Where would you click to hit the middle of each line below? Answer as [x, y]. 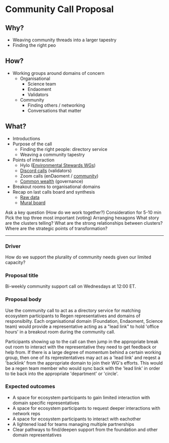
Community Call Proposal [60, 9]
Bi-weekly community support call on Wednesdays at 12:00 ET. [71, 286]
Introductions [26, 138]
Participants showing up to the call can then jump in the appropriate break [82, 341]
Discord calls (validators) [46, 170]
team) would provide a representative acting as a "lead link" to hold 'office [82, 326]
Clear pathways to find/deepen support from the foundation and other [85, 429]
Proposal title [22, 275]
